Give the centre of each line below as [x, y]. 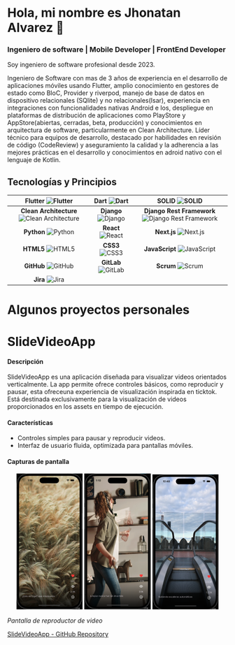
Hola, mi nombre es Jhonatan [94, 13]
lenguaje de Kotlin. [34, 160]
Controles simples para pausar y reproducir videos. [91, 438]
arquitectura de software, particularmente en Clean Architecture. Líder [109, 130]
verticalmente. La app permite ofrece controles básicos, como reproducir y [115, 384]
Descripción [26, 361]
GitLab [111, 262]
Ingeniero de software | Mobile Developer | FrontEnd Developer [116, 50]
